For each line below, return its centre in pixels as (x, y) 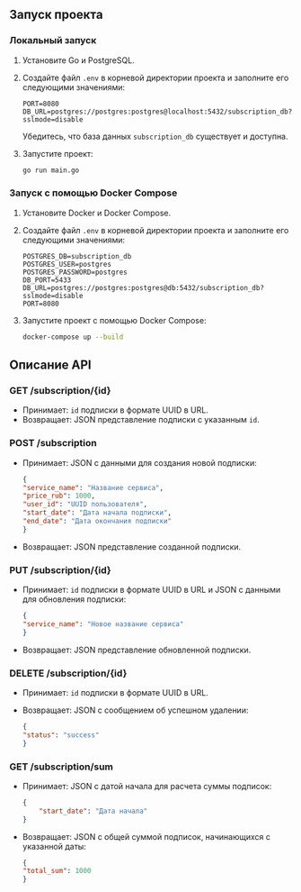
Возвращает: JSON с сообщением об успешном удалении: (135, 710)
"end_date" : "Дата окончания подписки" (97, 522)
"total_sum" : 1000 (57, 871)
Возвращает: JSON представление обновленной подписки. (137, 650)
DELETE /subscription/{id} (68, 673)
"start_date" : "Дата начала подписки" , (97, 513)
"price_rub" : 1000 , (59, 496)
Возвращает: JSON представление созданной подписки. (132, 546)
